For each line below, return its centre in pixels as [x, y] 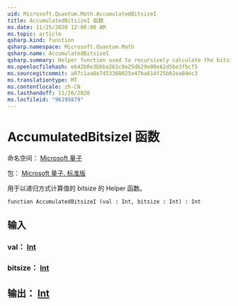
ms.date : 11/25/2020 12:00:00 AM [57, 27]
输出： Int [28, 293]
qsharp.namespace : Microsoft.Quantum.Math [71, 47]
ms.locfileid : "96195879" [45, 100]
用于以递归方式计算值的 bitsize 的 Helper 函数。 [77, 188]
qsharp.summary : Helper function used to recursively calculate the [110, 60]
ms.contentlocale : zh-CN [44, 87]
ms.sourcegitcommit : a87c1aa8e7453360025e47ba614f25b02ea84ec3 [103, 73]
